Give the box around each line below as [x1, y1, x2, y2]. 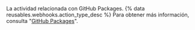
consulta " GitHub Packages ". [6, 18, 78, 24]
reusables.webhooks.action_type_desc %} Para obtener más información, [6, 11, 190, 18]
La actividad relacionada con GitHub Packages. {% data [6, 5, 145, 12]
